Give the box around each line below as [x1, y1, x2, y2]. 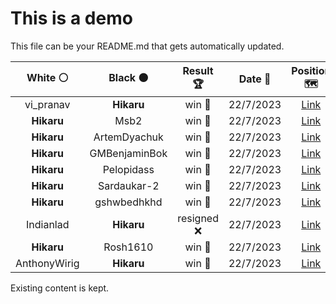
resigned [177, 211, 219, 225]
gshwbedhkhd [94, 195, 163, 209]
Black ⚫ [108, 70, 149, 84]
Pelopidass [102, 162, 155, 176]
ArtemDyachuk [93, 130, 164, 144]
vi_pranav [24, 97, 71, 111]
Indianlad [25, 217, 70, 231]
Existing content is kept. [10, 282, 110, 294]
